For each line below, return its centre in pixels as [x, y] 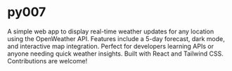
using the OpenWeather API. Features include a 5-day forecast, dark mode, [116, 38]
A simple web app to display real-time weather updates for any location [111, 31]
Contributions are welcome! [47, 61]
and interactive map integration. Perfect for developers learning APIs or [111, 46]
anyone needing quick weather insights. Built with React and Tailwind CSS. [115, 54]
